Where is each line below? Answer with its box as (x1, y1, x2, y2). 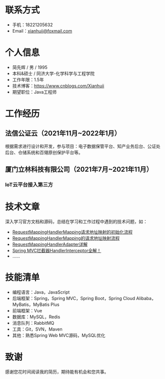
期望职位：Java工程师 (12, 89, 57, 95)
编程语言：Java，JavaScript (12, 289, 70, 295)
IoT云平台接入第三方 (5, 181, 53, 188)
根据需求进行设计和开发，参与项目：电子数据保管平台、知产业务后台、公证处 (5, 143, 161, 149)
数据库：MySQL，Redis (12, 314, 61, 320)
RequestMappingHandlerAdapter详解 (12, 241, 88, 247)
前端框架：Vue (12, 308, 42, 314)
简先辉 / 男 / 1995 (12, 64, 48, 70)
